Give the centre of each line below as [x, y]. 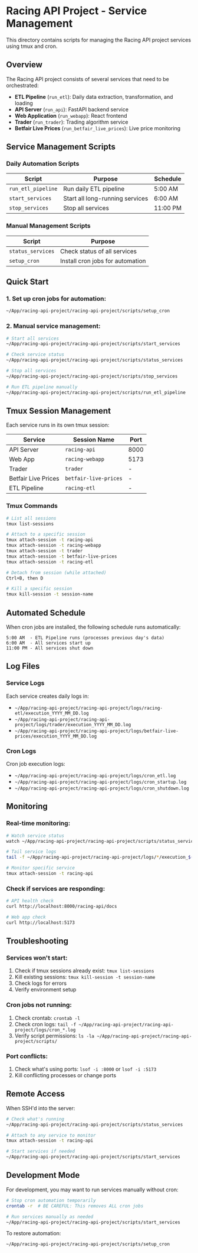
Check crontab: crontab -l [47, 1018]
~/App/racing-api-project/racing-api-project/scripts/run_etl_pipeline [96, 392]
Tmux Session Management [58, 410]
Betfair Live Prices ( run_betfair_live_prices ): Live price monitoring [98, 128]
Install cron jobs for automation [103, 260]
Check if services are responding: [56, 888]
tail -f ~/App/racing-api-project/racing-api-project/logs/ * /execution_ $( [100, 857]
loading [24, 103]
